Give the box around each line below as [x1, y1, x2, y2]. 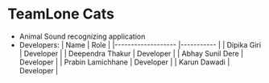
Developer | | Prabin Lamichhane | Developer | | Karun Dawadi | [19, 57, 230, 67]
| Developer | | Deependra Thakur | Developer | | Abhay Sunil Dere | [19, 48, 244, 58]
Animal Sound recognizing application [19, 31, 146, 41]
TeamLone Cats [7, 5, 114, 23]
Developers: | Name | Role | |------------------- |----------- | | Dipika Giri [19, 39, 262, 49]
